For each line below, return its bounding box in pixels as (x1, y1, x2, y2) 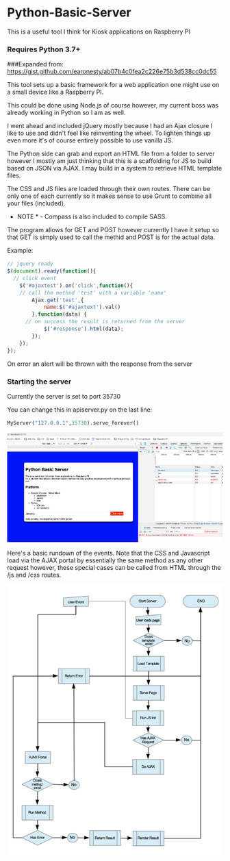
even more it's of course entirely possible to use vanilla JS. (7, 136, 173, 145)
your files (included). (7, 199, 66, 208)
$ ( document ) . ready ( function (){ (7, 268, 97, 275)
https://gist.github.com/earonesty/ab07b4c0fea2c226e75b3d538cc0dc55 (7, 67, 217, 76)
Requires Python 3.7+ (7, 45, 81, 54)
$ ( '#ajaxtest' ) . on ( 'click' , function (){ (19, 282, 133, 289)
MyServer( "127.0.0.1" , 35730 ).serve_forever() (7, 419, 139, 426)
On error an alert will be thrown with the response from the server (7, 360, 193, 368)
